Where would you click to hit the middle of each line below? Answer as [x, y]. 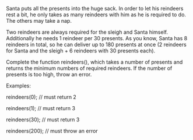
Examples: [18, 86]
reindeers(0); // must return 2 [41, 97]
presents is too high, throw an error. [49, 74]
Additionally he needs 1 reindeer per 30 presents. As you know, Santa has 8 [97, 38]
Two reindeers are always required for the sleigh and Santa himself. [87, 32]
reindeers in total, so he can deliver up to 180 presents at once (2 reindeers [96, 44]
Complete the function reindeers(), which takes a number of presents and [94, 62]
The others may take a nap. [39, 21]
